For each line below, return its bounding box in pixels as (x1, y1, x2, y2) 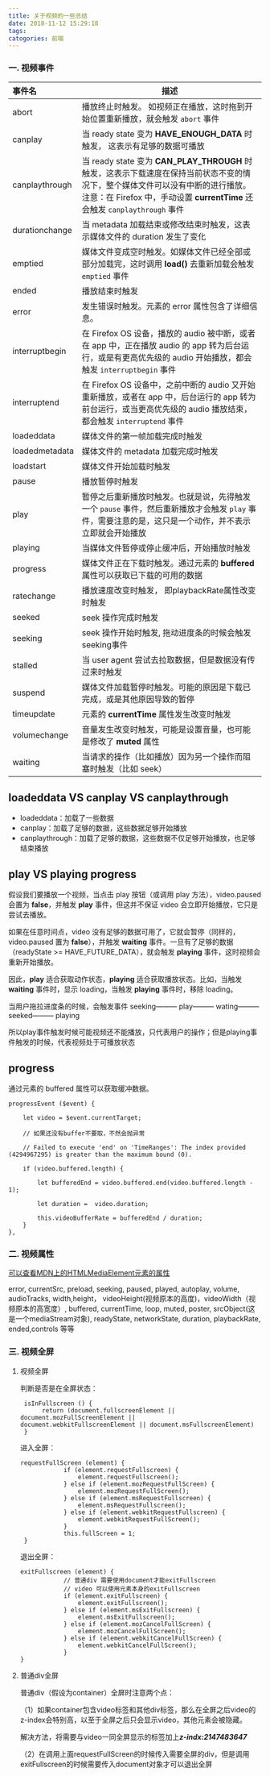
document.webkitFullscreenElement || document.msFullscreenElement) (19, 1420, 255, 1429)
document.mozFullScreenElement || (19, 1413, 136, 1421)
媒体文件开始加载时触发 (81, 460, 171, 472)
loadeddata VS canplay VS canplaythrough (8, 791, 229, 805)
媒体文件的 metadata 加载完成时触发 (81, 445, 219, 456)
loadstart (12, 460, 47, 472)
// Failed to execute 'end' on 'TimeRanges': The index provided (22, 1143, 247, 1151)
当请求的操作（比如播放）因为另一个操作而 (81, 751, 243, 762)
